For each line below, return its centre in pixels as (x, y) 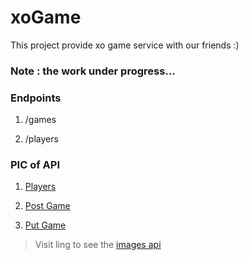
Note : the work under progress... (93, 71)
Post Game (47, 206)
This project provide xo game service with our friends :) (125, 45)
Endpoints (36, 98)
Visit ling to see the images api (98, 245)
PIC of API (35, 165)
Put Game (45, 225)
